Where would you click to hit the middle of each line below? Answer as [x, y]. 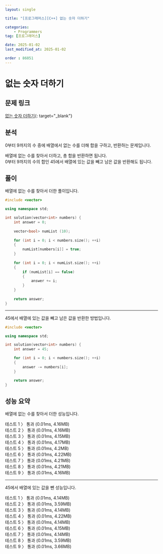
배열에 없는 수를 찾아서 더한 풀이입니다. [42, 191]
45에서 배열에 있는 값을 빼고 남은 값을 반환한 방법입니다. [58, 318]
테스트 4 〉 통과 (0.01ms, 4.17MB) [38, 442]
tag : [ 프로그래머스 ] [23, 36]
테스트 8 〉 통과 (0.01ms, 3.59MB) [38, 540]
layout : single [20, 9]
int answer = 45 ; [31, 349]
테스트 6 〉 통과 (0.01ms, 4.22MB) [38, 454]
